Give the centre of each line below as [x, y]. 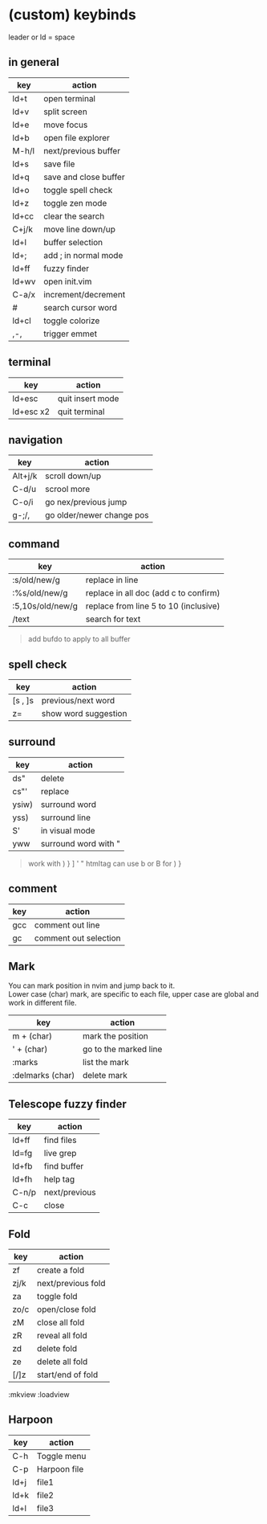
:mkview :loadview [39, 1395]
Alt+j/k [25, 476]
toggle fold [57, 1297]
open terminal [70, 98]
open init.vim [68, 281]
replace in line [112, 580]
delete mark [105, 1075]
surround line [65, 817]
